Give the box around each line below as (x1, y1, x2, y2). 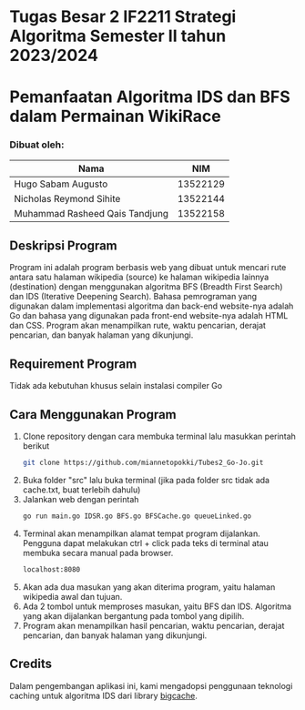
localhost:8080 (22, 564, 81, 574)
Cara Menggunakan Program (9, 407, 178, 422)
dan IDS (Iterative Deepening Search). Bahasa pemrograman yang (9, 291, 258, 302)
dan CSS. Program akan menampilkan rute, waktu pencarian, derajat (9, 320, 267, 331)
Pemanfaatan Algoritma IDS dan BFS (9, 86, 291, 107)
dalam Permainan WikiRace (9, 106, 221, 127)
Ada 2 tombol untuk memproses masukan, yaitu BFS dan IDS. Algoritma (22, 601, 292, 612)
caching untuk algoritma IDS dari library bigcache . (9, 690, 198, 701)
